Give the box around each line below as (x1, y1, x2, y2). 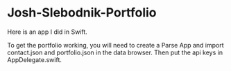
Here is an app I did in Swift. (7, 28, 88, 36)
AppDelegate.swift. (7, 55, 62, 63)
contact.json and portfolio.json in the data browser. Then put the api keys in (7, 48, 223, 57)
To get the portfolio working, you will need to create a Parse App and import (7, 41, 224, 49)
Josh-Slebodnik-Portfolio (7, 5, 157, 21)
